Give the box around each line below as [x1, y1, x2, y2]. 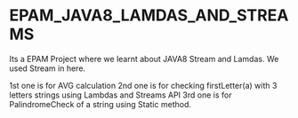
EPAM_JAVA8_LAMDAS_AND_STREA [9, 5, 289, 26]
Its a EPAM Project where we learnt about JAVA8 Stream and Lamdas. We [9, 53, 279, 64]
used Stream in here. [9, 63, 86, 74]
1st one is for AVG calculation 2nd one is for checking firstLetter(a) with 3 [9, 80, 278, 90]
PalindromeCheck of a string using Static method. [9, 98, 191, 109]
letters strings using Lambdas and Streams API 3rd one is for [9, 90, 232, 100]
